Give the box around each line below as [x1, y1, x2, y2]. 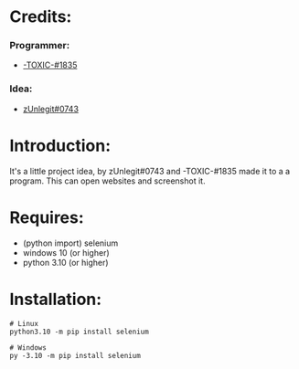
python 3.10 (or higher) [22, 257, 109, 268]
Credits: [9, 6, 72, 27]
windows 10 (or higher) [22, 247, 110, 258]
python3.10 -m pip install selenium [9, 327, 149, 336]
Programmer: [9, 39, 70, 52]
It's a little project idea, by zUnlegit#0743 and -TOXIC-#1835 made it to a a [9, 165, 291, 176]
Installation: [9, 289, 102, 310]
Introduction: [9, 135, 112, 156]
